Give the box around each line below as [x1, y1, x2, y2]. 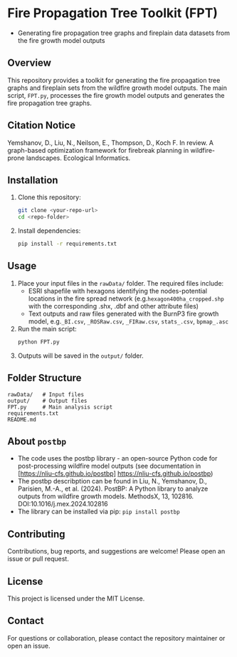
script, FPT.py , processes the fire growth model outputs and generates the [7, 91, 225, 99]
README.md [7, 416, 37, 423]
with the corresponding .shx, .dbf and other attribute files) [28, 301, 199, 310]
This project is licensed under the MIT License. [7, 594, 145, 603]
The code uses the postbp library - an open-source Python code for [17, 454, 218, 463]
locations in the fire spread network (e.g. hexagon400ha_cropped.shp [28, 294, 224, 303]
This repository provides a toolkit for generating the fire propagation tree [7, 76, 221, 84]
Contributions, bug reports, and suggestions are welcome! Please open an [7, 547, 226, 556]
